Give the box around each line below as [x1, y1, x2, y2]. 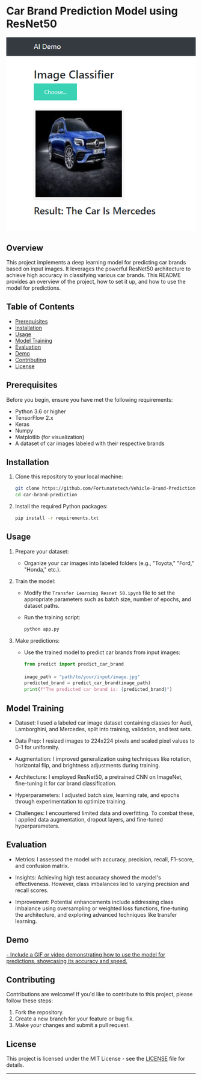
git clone [14, 485, 40, 492]
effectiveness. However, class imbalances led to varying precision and [14, 880, 189, 887]
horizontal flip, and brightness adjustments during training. [14, 761, 161, 769]
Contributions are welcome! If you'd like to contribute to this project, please [6, 991, 193, 998]
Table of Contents [6, 302, 75, 312]
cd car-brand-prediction [14, 492, 78, 498]
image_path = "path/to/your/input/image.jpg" [23, 673, 140, 680]
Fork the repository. [14, 1009, 64, 1016]
